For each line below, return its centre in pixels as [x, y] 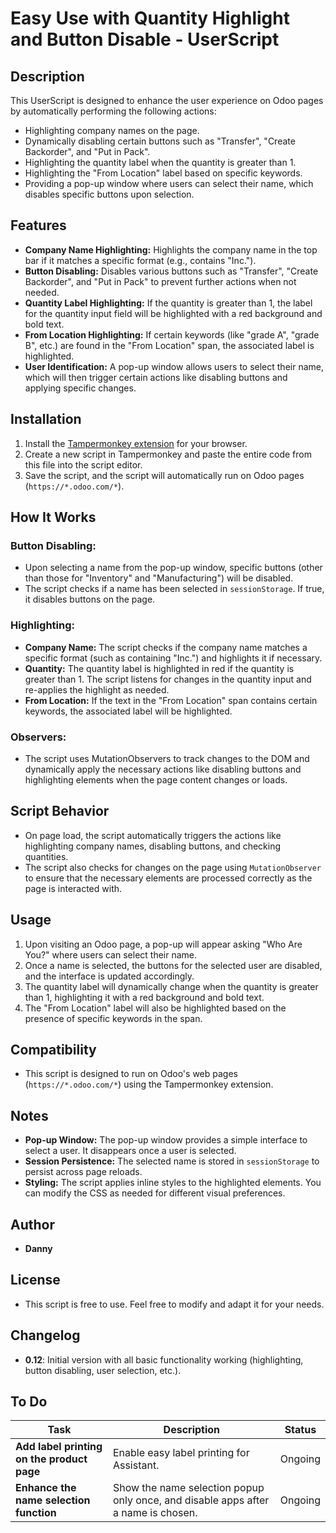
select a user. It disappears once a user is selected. [130, 1151]
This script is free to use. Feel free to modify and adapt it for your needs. [174, 1304]
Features [38, 225]
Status [300, 1430]
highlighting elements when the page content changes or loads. [156, 779]
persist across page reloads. [83, 1172]
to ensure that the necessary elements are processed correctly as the [168, 878]
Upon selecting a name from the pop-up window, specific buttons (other [173, 568]
